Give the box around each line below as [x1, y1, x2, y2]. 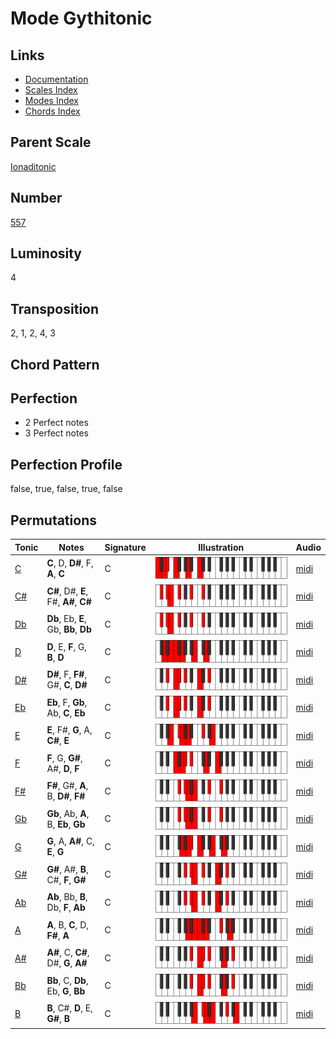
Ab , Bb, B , [46, 891, 88, 903]
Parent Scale [10, 134, 92, 151]
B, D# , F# [46, 790, 86, 802]
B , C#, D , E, [46, 1002, 93, 1014]
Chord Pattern [10, 356, 100, 373]
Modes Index [24, 95, 79, 106]
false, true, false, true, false [10, 483, 123, 495]
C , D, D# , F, [46, 557, 94, 569]
